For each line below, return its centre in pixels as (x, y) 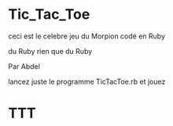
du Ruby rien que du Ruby (50, 51)
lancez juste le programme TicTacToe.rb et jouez (87, 81)
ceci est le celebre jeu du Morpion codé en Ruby (87, 36)
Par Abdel (24, 66)
